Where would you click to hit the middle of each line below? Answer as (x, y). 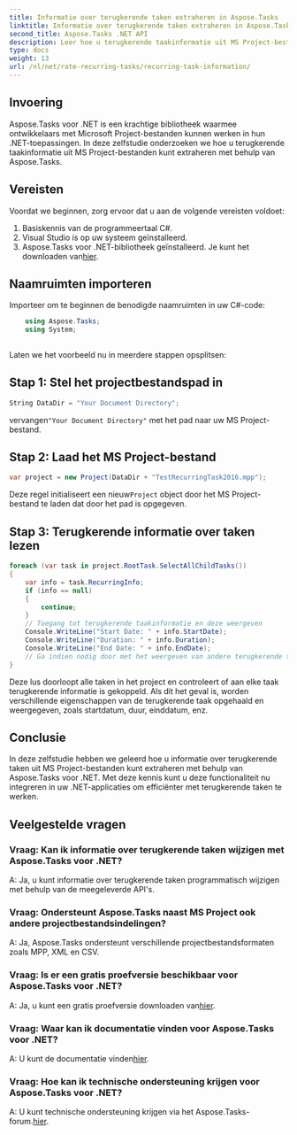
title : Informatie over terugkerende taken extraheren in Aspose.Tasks (144, 17)
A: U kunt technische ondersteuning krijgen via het (102, 1112)
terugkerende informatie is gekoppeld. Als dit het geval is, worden (129, 691)
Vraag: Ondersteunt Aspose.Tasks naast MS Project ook (133, 912)
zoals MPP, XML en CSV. (54, 952)
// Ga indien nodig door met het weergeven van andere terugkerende (154, 656)
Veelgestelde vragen (68, 824)
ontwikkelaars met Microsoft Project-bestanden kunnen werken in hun (137, 133)
